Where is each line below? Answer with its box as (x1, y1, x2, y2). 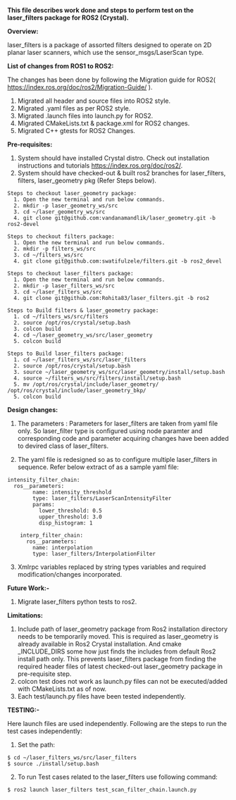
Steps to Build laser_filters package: (7, 350, 125, 357)
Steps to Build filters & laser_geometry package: (7, 307, 159, 314)
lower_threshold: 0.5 (38, 507, 102, 514)
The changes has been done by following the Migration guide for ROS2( (7, 75, 216, 84)
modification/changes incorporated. (17, 570, 123, 578)
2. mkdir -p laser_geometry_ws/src (13, 202, 118, 209)
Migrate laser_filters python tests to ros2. (17, 598, 137, 606)
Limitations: (7, 611, 44, 619)
